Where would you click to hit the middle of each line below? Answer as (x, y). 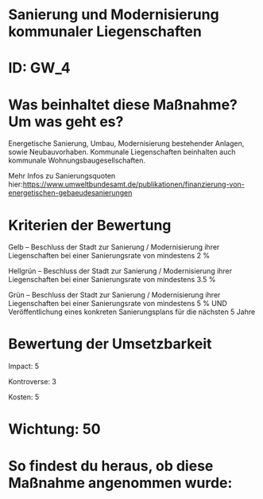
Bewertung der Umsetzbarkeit (110, 344)
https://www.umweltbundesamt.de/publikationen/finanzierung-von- (133, 184)
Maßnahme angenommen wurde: (120, 483)
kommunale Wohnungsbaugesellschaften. (77, 160)
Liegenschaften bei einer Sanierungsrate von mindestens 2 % (109, 256)
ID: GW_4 (39, 68)
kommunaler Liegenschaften (105, 31)
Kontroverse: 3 (33, 382)
